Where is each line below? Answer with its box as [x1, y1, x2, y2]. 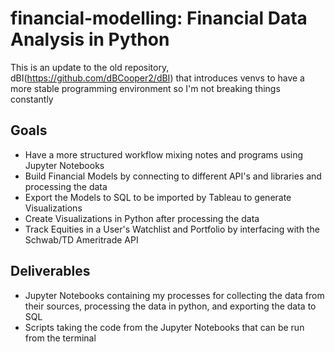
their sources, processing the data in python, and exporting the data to [24, 300, 317, 312]
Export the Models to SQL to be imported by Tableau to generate [24, 191, 292, 203]
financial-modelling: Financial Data [10, 7, 308, 30]
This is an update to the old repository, [10, 61, 170, 73]
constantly [10, 93, 54, 105]
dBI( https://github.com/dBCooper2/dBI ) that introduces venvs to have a [10, 72, 305, 84]
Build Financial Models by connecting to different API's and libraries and [24, 170, 322, 182]
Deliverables [10, 263, 91, 280]
